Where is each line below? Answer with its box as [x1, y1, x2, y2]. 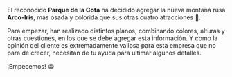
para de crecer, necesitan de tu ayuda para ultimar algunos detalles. [7, 49, 202, 57]
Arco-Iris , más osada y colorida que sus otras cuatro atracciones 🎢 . [7, 13, 201, 22]
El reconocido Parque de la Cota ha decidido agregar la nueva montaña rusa [7, 6, 226, 14]
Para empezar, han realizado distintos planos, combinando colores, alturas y [7, 27, 225, 35]
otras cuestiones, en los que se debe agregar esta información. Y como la [7, 34, 218, 42]
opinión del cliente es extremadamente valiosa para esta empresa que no [7, 42, 216, 49]
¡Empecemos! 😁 [7, 62, 55, 70]
